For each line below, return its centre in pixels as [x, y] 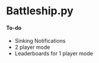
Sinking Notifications [40, 41]
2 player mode [32, 47]
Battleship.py [40, 11]
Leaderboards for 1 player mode [54, 53]
